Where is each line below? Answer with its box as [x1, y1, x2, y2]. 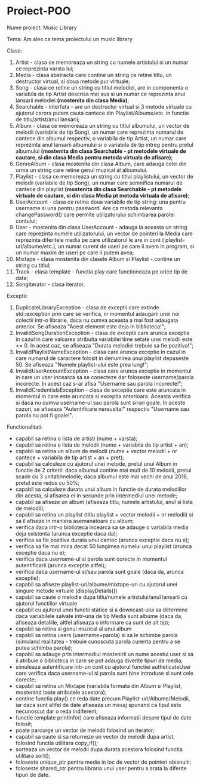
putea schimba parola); [15, 644, 73, 651]
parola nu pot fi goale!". [15, 411, 73, 419]
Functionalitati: [7, 423, 44, 431]
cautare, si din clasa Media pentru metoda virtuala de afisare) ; [15, 153, 173, 161]
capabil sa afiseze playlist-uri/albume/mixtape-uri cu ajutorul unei [15, 580, 178, 588]
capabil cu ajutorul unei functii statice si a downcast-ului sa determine [15, 606, 188, 613]
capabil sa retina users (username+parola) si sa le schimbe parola [15, 631, 178, 638]
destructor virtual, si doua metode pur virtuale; [15, 78, 130, 85]
